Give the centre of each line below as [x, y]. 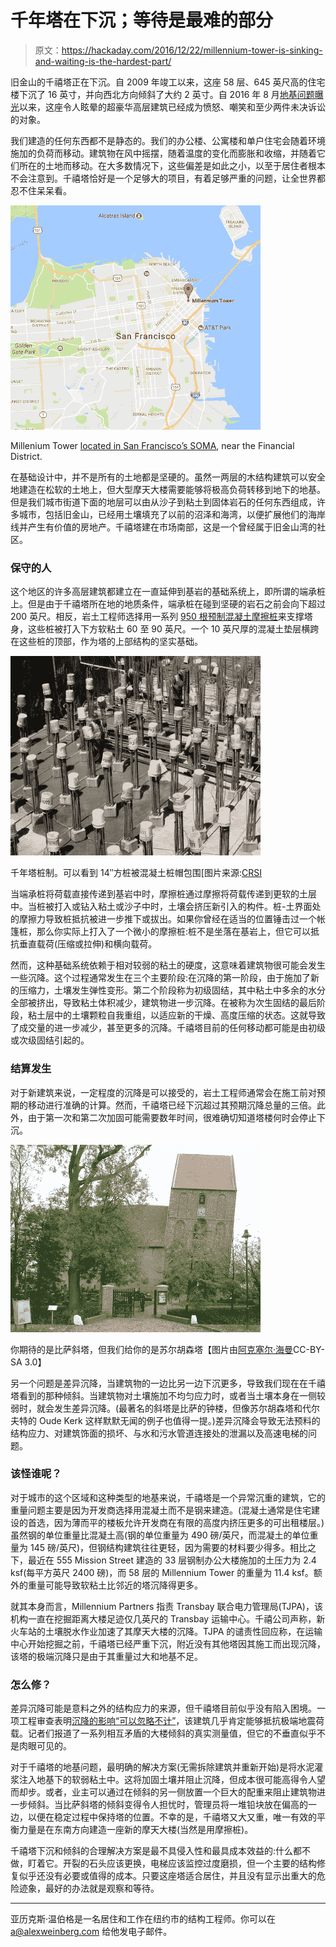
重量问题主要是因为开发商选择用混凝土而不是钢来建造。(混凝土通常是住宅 [161, 1510]
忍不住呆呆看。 [41, 190]
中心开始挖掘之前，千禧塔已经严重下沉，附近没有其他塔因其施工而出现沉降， [168, 1643]
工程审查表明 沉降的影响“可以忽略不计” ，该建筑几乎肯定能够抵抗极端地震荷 [171, 1721]
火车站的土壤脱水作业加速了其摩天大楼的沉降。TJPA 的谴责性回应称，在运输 [166, 1631]
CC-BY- [309, 1349]
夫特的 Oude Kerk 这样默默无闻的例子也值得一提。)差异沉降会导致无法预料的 [165, 1420]
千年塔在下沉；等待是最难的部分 [142, 20]
